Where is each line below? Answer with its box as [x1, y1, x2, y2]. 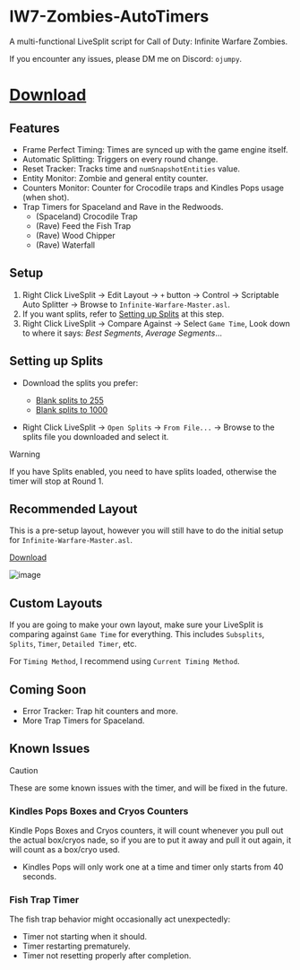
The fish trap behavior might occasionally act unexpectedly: [9, 913, 231, 925]
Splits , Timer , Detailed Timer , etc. [9, 639, 137, 650]
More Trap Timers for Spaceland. [21, 715, 145, 726]
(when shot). [21, 191, 70, 203]
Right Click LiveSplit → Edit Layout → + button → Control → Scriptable [21, 289, 279, 300]
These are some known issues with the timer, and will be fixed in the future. [9, 782, 288, 793]
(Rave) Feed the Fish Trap [35, 220, 132, 231]
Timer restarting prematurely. [21, 940, 131, 952]
